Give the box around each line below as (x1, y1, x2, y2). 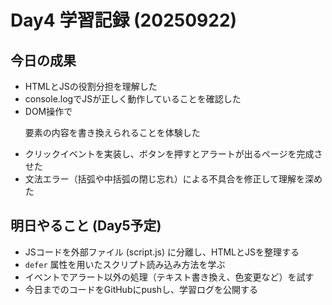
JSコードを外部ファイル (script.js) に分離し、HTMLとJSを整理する (24, 246, 300, 258)
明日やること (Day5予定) (10, 217, 162, 235)
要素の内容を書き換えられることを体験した (24, 127, 201, 138)
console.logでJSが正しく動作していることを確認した (24, 93, 242, 105)
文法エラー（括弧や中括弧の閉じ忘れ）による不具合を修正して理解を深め (24, 173, 323, 185)
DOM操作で (24, 106, 73, 117)
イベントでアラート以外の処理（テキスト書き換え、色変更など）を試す (24, 271, 315, 283)
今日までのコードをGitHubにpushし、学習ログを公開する (24, 283, 258, 295)
